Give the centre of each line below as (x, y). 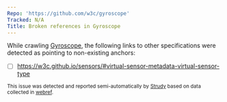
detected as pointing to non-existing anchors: (71, 53)
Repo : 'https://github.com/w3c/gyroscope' (68, 13)
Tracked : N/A (26, 20)
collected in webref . (30, 92)
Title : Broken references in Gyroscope (64, 26)
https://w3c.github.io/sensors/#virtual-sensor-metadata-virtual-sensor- (118, 66)
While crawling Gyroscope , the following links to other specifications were (112, 46)
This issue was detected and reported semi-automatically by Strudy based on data (104, 86)
